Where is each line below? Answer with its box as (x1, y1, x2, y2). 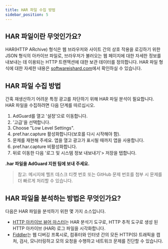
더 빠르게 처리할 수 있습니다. (17, 178, 73, 184)
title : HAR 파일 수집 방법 (5, 7, 55, 13)
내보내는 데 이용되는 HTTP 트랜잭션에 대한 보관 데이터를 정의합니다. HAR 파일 (5, 59, 158, 65)
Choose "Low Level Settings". (12, 125, 75, 131)
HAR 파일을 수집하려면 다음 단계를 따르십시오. (5, 102, 95, 109)
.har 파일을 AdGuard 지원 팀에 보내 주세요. (5, 161, 90, 167)
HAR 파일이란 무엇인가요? (5, 32, 82, 40)
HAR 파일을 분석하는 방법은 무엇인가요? (5, 194, 121, 203)
